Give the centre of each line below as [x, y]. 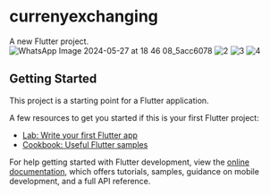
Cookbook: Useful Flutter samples [85, 144]
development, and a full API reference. [80, 181]
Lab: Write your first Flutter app [80, 135]
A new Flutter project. [49, 41]
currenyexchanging [84, 17]
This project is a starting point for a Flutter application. [109, 100]
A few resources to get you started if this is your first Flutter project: [134, 117]
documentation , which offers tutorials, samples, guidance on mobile [134, 171]
